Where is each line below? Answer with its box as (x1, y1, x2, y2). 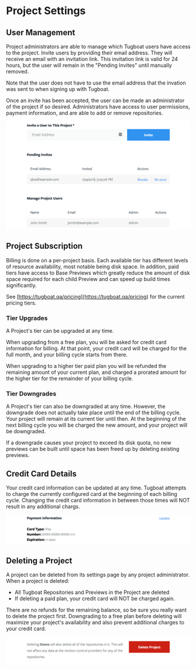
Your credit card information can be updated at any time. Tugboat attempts (6, 484, 187, 491)
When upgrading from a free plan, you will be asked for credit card (6, 339, 167, 346)
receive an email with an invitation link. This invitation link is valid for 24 (6, 56, 178, 62)
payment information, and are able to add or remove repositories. (6, 110, 163, 116)
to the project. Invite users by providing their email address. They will (6, 49, 173, 56)
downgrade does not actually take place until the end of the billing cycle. (6, 409, 181, 416)
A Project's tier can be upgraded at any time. (6, 327, 114, 334)
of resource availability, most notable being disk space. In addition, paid (6, 263, 179, 270)
